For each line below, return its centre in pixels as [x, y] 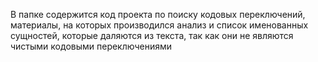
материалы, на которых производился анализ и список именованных [159, 25]
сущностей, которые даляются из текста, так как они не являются [152, 35]
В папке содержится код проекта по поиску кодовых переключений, [158, 14]
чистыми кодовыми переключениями [91, 46]
